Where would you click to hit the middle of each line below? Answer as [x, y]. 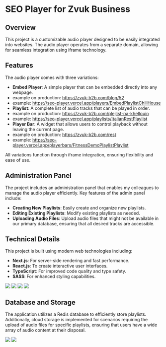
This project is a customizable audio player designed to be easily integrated [83, 39]
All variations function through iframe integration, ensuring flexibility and [79, 154]
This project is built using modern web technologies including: [69, 251]
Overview [21, 28]
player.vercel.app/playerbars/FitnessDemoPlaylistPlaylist [70, 145]
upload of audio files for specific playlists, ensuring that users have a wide [81, 325]
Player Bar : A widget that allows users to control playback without [80, 124]
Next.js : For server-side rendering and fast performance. [71, 261]
